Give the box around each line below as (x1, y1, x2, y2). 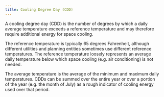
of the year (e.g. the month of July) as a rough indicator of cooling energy (5, 81, 154, 87)
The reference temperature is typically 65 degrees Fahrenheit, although (5, 40, 149, 47)
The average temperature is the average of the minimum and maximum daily (5, 71, 159, 76)
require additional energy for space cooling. (5, 31, 94, 37)
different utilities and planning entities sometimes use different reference (5, 46, 152, 51)
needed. (5, 61, 22, 67)
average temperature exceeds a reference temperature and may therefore (5, 25, 154, 32)
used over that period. (5, 86, 50, 92)
